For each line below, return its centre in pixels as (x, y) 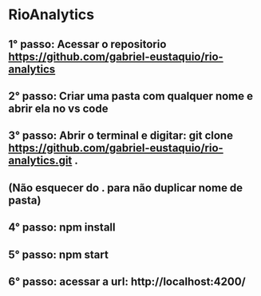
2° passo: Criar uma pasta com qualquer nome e (131, 96)
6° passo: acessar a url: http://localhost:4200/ (127, 281)
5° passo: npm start (59, 254)
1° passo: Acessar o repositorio (87, 44)
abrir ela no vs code (58, 108)
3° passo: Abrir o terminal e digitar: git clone (121, 136)
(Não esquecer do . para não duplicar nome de (126, 188)
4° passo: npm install (62, 228)
